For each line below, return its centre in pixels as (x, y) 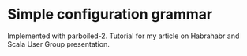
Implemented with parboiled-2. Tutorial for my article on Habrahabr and (123, 36)
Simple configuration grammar (110, 14)
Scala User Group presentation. (58, 44)
